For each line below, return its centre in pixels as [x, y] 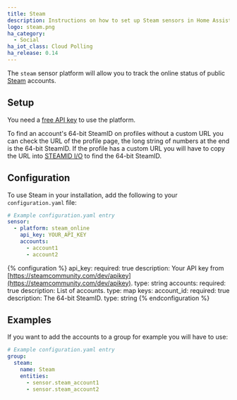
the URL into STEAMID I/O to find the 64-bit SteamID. [85, 156]
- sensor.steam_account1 [62, 382]
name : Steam [37, 370]
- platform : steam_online [52, 229]
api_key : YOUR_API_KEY [53, 235]
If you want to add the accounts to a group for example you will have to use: [117, 337]
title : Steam [26, 14]
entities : [35, 376]
